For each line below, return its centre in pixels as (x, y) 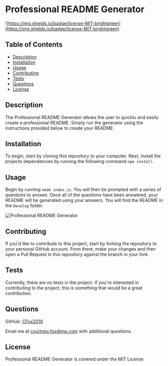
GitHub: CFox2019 (24, 321)
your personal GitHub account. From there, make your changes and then (80, 249)
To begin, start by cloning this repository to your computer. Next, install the (83, 156)
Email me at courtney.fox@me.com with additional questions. (69, 331)
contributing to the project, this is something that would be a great (74, 288)
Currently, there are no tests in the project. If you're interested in (72, 282)
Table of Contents (34, 45)
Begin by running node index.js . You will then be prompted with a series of (83, 190)
